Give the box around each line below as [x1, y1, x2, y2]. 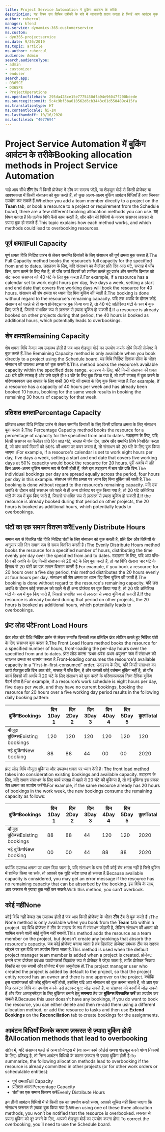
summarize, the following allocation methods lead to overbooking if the [5, 1058, 149, 1064]
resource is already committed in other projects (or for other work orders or [5, 1064, 158, 1069]
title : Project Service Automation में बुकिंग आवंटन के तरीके [5, 7, 117, 12]
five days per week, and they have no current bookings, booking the [5, 684, 143, 690]
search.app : [5, 76, 29, 81]
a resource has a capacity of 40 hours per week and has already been [5, 384, 147, 389]
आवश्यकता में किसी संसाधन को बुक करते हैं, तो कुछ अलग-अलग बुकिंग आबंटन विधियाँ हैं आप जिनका [5, 192, 160, 198]
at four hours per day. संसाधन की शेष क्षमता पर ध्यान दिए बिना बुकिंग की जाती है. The [5, 574, 146, 580]
